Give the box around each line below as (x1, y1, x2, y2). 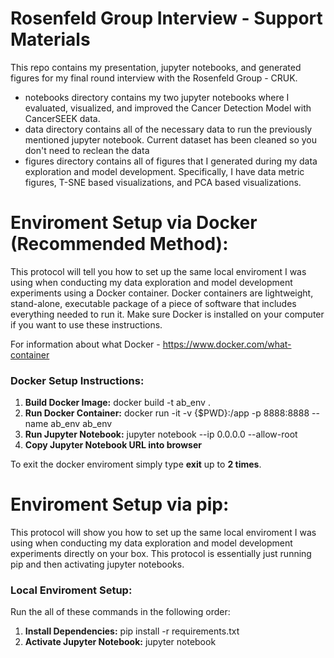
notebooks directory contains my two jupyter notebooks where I (24, 91, 290, 103)
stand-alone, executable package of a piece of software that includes (10, 297, 297, 309)
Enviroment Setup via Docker (10, 212, 258, 234)
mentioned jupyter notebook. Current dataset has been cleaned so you (24, 133, 317, 146)
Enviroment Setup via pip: (10, 493, 230, 516)
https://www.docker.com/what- (162, 338, 292, 350)
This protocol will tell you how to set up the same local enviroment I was (10, 265, 307, 277)
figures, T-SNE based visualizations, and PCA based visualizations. (24, 176, 302, 188)
